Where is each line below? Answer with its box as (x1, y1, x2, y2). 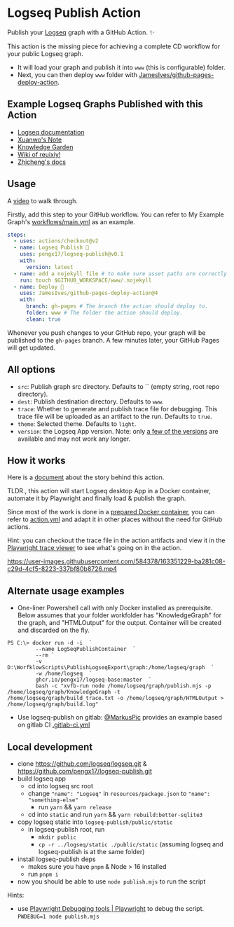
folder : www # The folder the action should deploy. (25, 310, 184, 317)
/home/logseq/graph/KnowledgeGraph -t (7, 689, 121, 696)
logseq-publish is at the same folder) (38, 848, 145, 856)
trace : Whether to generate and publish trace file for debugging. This (17, 404, 218, 413)
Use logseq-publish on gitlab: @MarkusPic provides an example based (17, 713, 223, 722)
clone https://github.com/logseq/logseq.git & (17, 760, 147, 768)
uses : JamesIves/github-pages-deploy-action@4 (20, 289, 158, 297)
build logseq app (17, 774, 67, 783)
